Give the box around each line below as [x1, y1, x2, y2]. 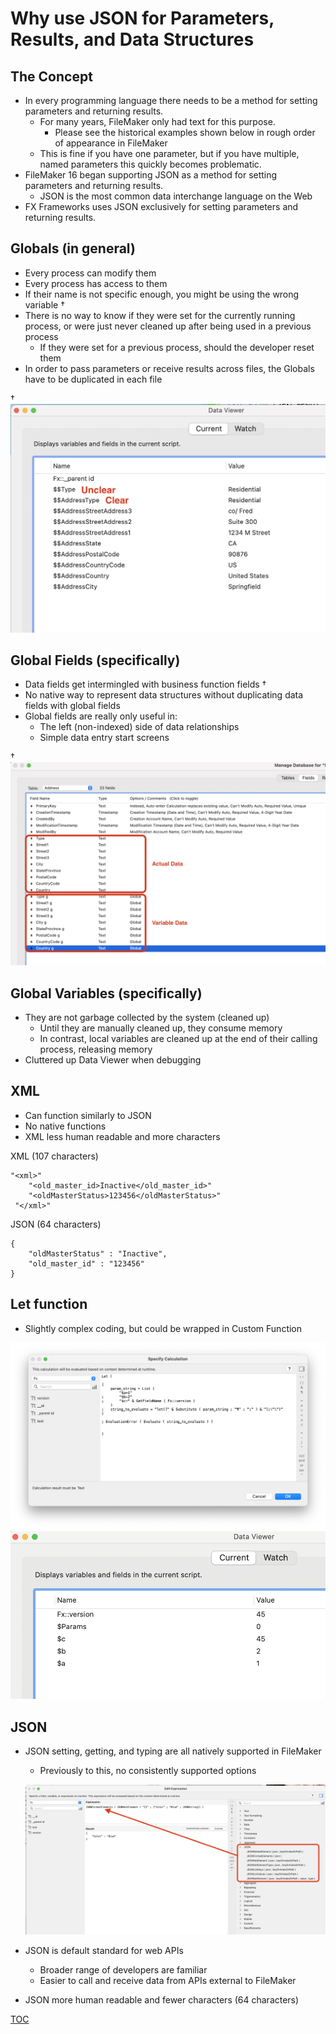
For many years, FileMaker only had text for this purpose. [39, 116, 276, 127]
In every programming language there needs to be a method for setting [24, 95, 318, 106]
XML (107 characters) [10, 1150, 99, 1162]
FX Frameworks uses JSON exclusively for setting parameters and [24, 201, 299, 212]
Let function [10, 1296, 88, 1313]
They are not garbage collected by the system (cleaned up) [24, 1011, 270, 1023]
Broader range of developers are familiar [39, 1964, 208, 1976]
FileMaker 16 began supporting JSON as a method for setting [24, 169, 278, 181]
